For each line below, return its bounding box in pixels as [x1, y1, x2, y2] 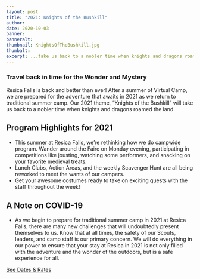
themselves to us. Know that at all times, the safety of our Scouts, [14, 229, 176, 236]
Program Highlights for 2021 [6, 123, 113, 133]
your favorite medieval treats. [14, 158, 87, 165]
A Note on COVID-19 [6, 201, 83, 211]
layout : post [6, 8, 39, 15]
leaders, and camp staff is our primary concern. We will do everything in [14, 235, 192, 243]
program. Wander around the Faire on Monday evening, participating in [14, 145, 189, 152]
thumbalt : [6, 48, 31, 54]
